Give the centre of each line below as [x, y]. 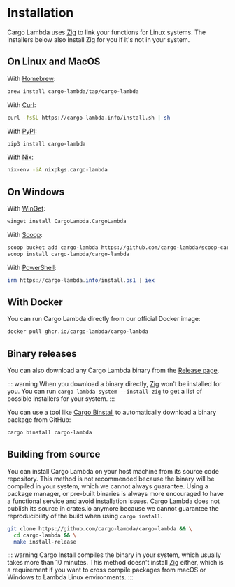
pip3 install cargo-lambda [47, 144]
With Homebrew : [31, 78]
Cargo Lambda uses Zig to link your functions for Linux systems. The [107, 32]
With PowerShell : [32, 267]
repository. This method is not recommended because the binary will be [111, 479]
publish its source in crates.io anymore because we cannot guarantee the [113, 508]
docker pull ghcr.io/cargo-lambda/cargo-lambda [78, 332]
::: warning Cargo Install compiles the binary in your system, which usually [114, 555]
